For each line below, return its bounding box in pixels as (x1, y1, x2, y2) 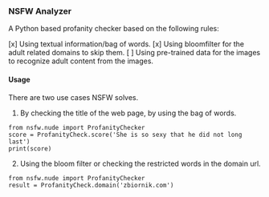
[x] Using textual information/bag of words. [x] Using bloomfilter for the (8, 39, 245, 49)
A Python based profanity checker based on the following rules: (8, 24, 219, 34)
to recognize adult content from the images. (8, 56, 154, 66)
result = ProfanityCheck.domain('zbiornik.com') (8, 181, 174, 189)
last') (8, 138, 31, 146)
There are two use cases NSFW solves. (8, 92, 139, 102)
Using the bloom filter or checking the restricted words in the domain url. (19, 159, 261, 168)
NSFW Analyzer (8, 6, 72, 17)
